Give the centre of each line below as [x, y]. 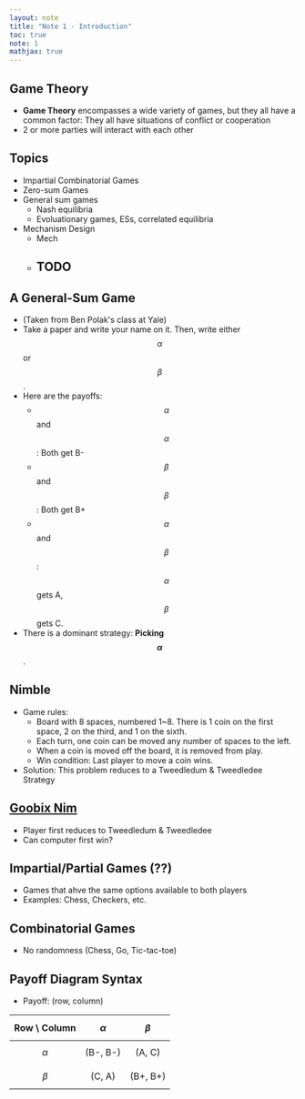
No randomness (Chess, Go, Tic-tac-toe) [100, 951]
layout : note [34, 18]
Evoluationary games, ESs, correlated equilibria [125, 218]
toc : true [28, 35]
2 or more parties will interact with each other [108, 129]
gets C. [50, 623]
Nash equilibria [65, 209]
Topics [29, 159]
